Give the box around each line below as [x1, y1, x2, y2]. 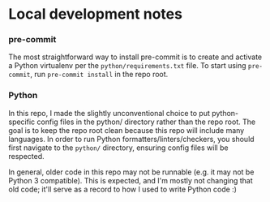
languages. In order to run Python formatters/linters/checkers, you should [8, 134, 255, 144]
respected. [8, 151, 45, 161]
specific [8, 117, 36, 127]
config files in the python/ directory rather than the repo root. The [36, 117, 256, 127]
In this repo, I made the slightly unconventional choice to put [8, 108, 211, 118]
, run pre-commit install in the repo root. [29, 70, 169, 80]
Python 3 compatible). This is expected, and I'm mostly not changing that [8, 175, 253, 185]
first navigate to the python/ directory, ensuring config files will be [8, 143, 229, 153]
